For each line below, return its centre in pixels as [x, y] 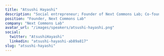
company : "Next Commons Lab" [35, 23]
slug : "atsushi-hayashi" [30, 46]
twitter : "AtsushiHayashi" [37, 37]
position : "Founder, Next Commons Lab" [46, 19]
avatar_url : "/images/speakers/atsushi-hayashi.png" [60, 28]
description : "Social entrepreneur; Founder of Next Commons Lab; [74, 14]
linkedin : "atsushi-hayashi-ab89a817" [49, 41]
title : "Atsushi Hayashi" [31, 9]
